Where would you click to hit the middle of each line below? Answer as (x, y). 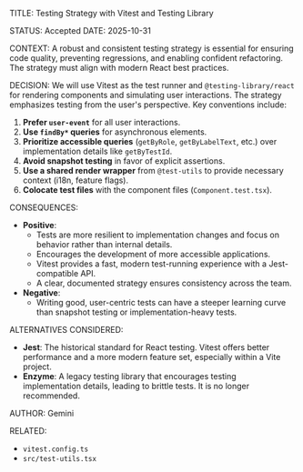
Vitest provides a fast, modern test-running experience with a (151, 264)
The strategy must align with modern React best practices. (119, 68)
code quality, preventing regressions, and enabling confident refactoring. (146, 58)
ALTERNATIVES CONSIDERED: (66, 330)
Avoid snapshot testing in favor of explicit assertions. (124, 161)
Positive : (40, 225)
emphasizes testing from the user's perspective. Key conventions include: (148, 105)
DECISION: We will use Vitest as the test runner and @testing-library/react (152, 85)
